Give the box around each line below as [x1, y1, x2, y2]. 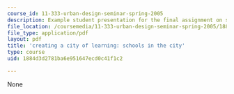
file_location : [7, 23, 52, 30]
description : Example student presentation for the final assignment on [7, 17, 223, 23]
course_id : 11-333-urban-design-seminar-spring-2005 [7, 10, 164, 17]
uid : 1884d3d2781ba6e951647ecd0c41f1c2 [7, 55, 123, 62]
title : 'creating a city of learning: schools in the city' [7, 42, 186, 49]
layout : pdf [7, 36, 42, 43]
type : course [7, 49, 45, 56]
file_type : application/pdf [7, 29, 89, 37]
